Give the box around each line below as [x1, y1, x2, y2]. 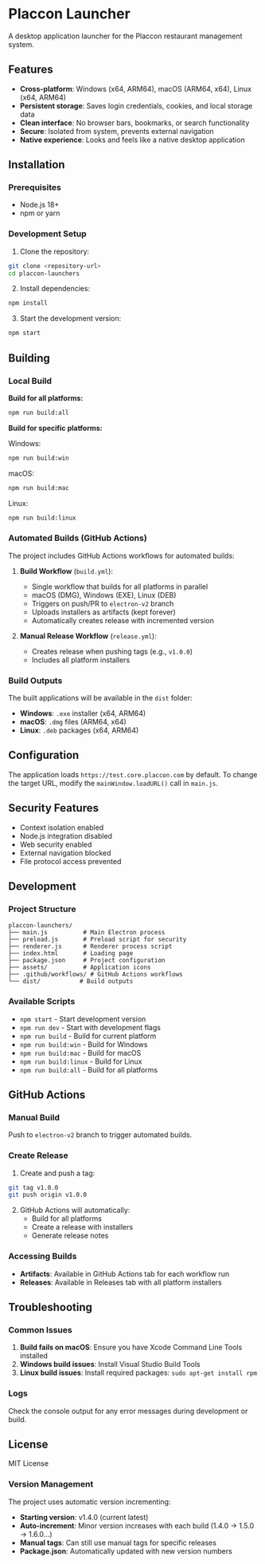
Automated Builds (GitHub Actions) [8, 532, 147, 543]
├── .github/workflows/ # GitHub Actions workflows [8, 970, 183, 978]
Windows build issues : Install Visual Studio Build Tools [19, 1360, 201, 1369]
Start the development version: [19, 314, 122, 323]
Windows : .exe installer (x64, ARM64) [19, 709, 146, 718]
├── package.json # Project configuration [8, 957, 166, 965]
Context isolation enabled [19, 823, 104, 832]
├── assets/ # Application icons [8, 963, 151, 972]
